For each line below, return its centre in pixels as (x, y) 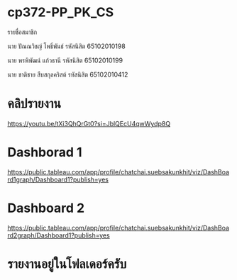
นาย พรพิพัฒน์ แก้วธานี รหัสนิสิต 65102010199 (65, 60)
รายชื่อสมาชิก (22, 32)
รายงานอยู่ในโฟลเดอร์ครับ (67, 264)
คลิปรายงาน (34, 104)
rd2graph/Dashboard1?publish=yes (59, 235)
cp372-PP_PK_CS (61, 12)
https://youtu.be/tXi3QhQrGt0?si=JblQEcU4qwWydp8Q (89, 123)
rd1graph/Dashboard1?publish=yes (58, 179)
